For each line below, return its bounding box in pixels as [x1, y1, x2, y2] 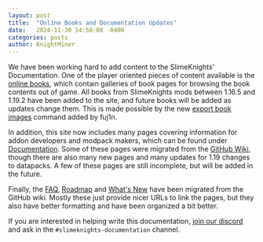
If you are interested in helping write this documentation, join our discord [8, 217, 243, 226]
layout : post [8, 11, 51, 20]
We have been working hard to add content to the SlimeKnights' [8, 62, 215, 71]
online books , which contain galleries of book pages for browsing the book [8, 79, 250, 89]
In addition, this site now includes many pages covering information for [8, 127, 238, 137]
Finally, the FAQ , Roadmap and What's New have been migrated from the [8, 185, 244, 194]
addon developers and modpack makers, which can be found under [8, 136, 228, 145]
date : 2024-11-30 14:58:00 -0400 [8, 26, 125, 34]
